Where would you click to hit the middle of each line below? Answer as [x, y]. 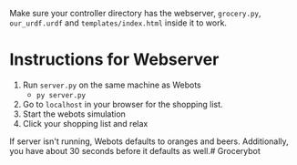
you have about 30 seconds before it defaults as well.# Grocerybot [135, 150]
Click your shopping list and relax [85, 123]
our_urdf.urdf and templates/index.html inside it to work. [118, 23]
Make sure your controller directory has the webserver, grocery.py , [135, 13]
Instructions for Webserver [114, 60]
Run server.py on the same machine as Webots [112, 85]
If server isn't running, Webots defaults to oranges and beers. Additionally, [149, 141]
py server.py [61, 95]
